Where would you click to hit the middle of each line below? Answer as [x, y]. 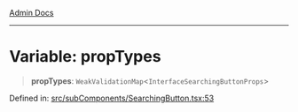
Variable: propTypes [85, 57]
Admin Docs [31, 13]
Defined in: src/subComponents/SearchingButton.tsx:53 [112, 98]
